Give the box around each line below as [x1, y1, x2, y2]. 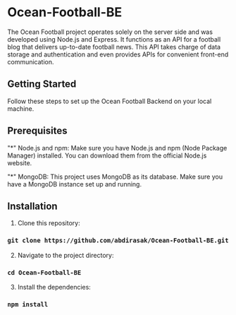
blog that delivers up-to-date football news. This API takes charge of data [7, 42, 221, 51]
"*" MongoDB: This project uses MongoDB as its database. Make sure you [7, 172, 223, 181]
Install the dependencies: [17, 283, 92, 291]
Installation [7, 200, 58, 212]
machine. [7, 104, 35, 113]
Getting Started [7, 78, 77, 90]
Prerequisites [7, 125, 68, 137]
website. [7, 158, 32, 167]
